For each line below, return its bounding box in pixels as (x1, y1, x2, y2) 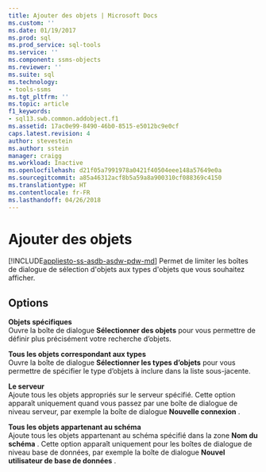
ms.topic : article (8, 100, 69, 108)
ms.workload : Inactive (8, 159, 83, 167)
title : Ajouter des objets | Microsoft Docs (8, 11, 158, 20)
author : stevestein (8, 136, 73, 145)
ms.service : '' (8, 48, 59, 56)
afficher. (8, 273, 36, 282)
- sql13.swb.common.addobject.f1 (8, 115, 119, 123)
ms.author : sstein (8, 144, 69, 152)
